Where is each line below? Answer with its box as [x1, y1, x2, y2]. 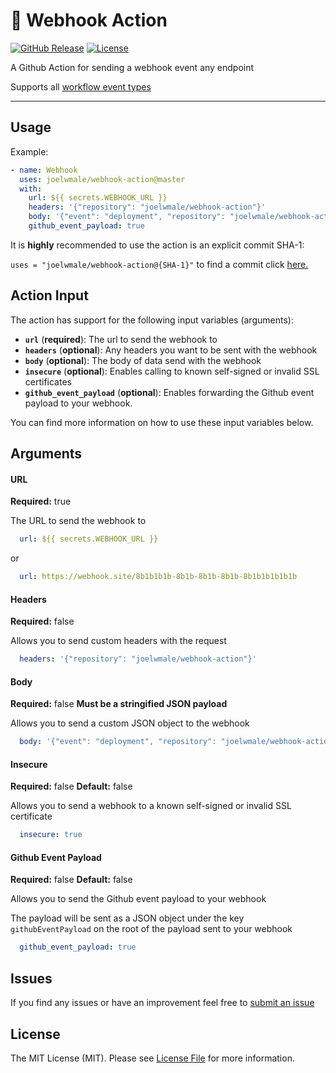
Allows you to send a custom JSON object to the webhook [10, 717, 250, 729]
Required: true [10, 495, 72, 508]
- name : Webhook [10, 165, 78, 175]
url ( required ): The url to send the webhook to [24, 333, 218, 345]
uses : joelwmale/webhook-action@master [19, 174, 186, 184]
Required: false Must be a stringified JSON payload [10, 698, 228, 710]
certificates [24, 375, 72, 388]
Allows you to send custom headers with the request [10, 635, 227, 647]
